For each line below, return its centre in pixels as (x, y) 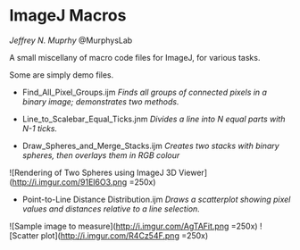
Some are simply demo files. (62, 75)
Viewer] (193, 172)
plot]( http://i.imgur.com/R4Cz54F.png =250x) (125, 235)
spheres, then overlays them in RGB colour (101, 155)
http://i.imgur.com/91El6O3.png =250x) (84, 182)
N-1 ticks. (40, 128)
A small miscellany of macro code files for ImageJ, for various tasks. (135, 57)
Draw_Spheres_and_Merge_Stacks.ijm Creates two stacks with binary (150, 146)
